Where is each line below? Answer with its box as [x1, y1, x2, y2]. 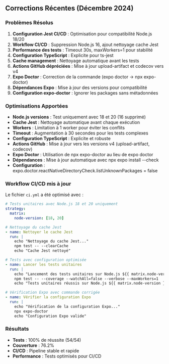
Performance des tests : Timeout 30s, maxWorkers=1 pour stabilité [12, 47, 153, 53]
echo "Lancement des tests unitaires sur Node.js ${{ [14, 271, 129, 277]
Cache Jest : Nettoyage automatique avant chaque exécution [12, 119, 140, 125]
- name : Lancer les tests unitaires [5, 262, 82, 267]
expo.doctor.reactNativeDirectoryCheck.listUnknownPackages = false [12, 167, 158, 173]
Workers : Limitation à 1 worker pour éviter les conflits [12, 124, 125, 130]
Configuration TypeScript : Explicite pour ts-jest [12, 52, 114, 58]
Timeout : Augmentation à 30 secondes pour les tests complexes [12, 130, 148, 136]
